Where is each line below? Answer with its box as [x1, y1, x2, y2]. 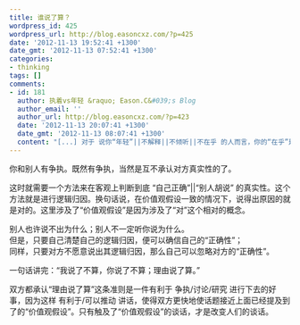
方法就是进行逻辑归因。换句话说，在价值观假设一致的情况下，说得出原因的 [9, 193, 283, 204]
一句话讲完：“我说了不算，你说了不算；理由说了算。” [9, 264, 201, 275]
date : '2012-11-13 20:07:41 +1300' [17, 121, 150, 130]
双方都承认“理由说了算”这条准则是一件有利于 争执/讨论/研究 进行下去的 [9, 283, 270, 295]
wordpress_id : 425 [9, 21, 78, 30]
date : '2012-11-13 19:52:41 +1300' [9, 37, 142, 47]
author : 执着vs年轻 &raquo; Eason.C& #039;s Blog [17, 96, 196, 105]
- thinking [9, 63, 50, 72]
